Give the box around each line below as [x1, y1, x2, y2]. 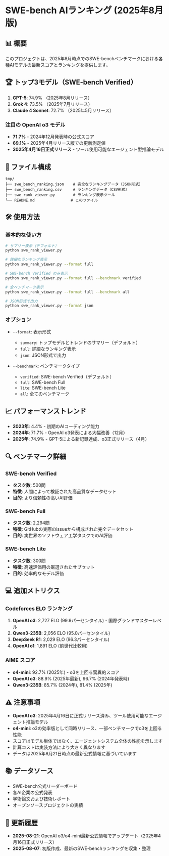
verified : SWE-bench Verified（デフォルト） [20, 373, 115, 379]
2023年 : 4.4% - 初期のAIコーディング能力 [12, 423, 100, 430]
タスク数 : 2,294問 [12, 520, 50, 526]
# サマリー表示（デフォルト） [5, 243, 59, 248]
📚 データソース [5, 766, 53, 775]
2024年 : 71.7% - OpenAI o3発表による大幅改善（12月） [12, 430, 128, 436]
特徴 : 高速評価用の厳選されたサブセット [12, 564, 95, 570]
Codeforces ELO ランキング [5, 605, 73, 612]
